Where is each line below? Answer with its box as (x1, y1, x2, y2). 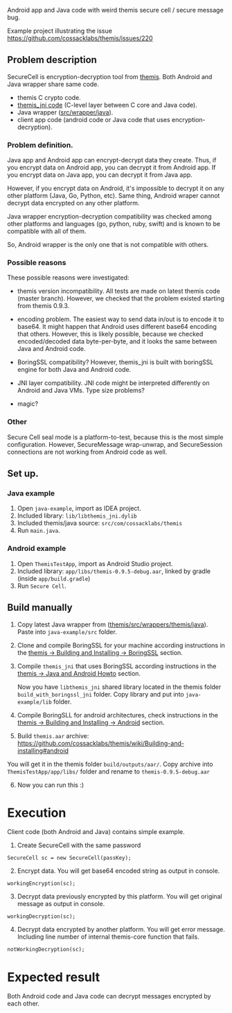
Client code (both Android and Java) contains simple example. (7, 828, 185, 836)
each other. (7, 999, 40, 1008)
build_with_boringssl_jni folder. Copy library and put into (17, 690, 185, 698)
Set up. (7, 468, 39, 479)
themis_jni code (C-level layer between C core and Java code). (17, 101, 197, 109)
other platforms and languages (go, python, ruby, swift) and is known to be (7, 220, 220, 228)
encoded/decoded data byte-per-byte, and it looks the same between (17, 337, 217, 346)
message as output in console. (17, 900, 105, 908)
